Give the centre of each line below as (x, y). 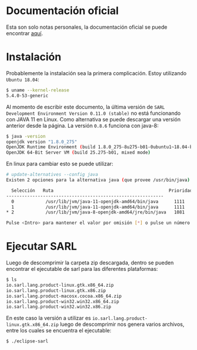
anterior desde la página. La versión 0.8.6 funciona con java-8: (82, 125)
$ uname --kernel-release (38, 90)
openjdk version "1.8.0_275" (42, 142)
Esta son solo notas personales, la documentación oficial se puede (87, 27)
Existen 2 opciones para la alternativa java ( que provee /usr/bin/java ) (98, 180)
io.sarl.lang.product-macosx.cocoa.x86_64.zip (64, 296)
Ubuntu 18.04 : (23, 79)
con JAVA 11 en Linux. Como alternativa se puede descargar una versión (93, 119)
